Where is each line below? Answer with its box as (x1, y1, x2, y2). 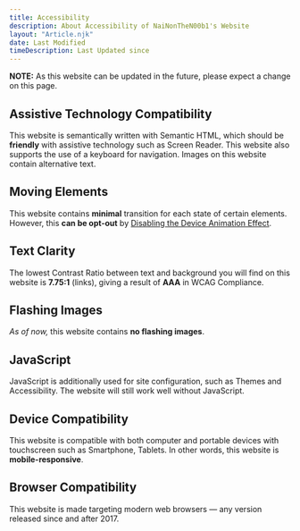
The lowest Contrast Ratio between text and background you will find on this (9, 267, 290, 278)
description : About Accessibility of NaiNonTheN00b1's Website (9, 21, 250, 30)
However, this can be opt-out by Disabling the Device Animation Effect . (9, 217, 272, 228)
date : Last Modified (9, 38, 87, 47)
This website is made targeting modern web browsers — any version (9, 503, 262, 514)
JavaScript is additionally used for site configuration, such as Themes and (9, 376, 282, 387)
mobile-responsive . (9, 454, 84, 465)
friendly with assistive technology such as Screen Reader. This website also (9, 139, 290, 150)
